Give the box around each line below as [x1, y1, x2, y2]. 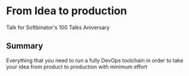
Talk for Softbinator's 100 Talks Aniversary [6, 24, 110, 31]
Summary [6, 41, 43, 51]
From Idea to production [6, 4, 127, 18]
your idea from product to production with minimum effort [6, 63, 147, 70]
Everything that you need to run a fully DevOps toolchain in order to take [6, 56, 184, 64]
